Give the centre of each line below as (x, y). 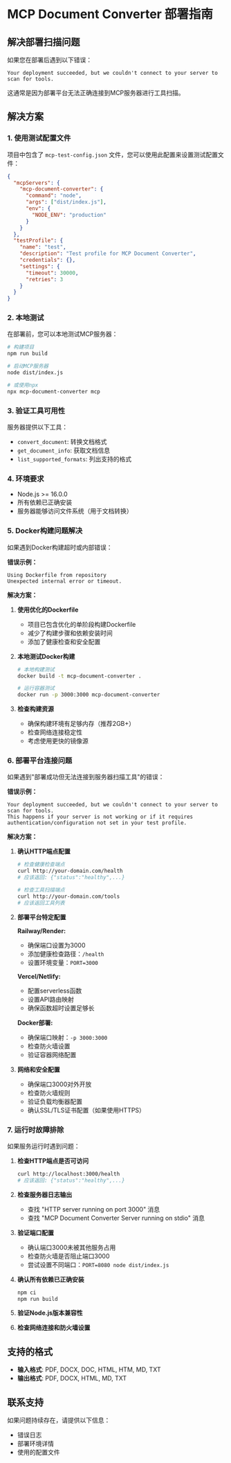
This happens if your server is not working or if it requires (100, 817)
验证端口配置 (35, 1232)
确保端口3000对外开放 (59, 1084)
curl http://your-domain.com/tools (68, 896)
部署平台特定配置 (41, 917)
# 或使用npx (23, 385)
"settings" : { (40, 266)
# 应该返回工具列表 (41, 903)
